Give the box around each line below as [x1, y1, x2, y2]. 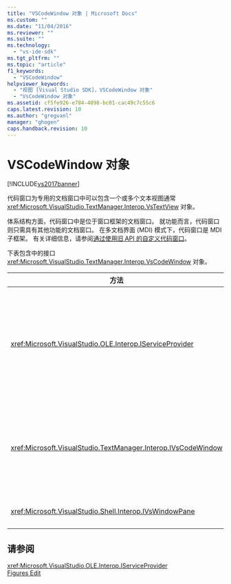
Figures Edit [7, 569, 41, 577]
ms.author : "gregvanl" [7, 112, 72, 119]
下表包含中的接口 [7, 249, 56, 258]
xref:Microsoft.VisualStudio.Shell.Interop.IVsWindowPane [10, 506, 195, 516]
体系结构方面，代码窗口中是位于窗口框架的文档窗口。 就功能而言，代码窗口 [7, 217, 220, 225]
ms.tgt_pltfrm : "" [7, 55, 60, 62]
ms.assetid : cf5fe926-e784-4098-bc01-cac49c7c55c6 [7, 100, 155, 106]
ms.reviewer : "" [7, 29, 54, 36]
